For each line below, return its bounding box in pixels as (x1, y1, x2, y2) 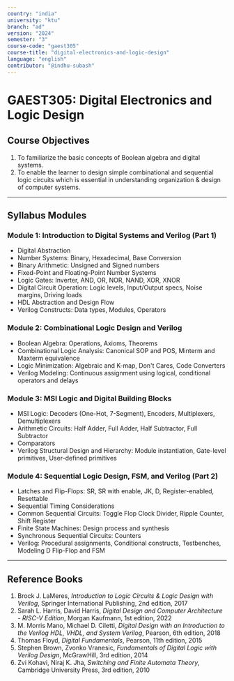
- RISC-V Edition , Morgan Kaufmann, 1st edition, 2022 (17, 614, 172, 622)
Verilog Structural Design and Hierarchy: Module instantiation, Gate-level (17, 446, 226, 454)
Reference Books (7, 573, 84, 585)
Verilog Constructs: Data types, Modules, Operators (17, 306, 166, 314)
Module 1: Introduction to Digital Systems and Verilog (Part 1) (7, 230, 217, 240)
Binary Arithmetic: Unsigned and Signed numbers (17, 261, 160, 269)
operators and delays (17, 376, 79, 384)
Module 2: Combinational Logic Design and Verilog (7, 323, 182, 333)
